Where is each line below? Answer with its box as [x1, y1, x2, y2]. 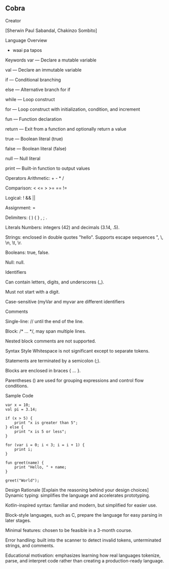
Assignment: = [5, 204, 36, 210]
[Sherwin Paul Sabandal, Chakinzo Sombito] [5, 27, 97, 34]
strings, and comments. [5, 542, 55, 548]
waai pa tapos [12, 47, 42, 53]
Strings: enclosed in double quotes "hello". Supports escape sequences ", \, [5, 234, 163, 240]
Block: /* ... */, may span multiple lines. [5, 328, 86, 334]
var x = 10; [5, 402, 30, 407]
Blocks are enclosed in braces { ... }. [5, 367, 81, 373]
